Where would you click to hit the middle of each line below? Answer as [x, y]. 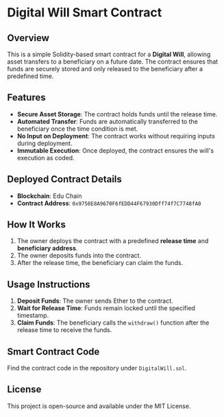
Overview [28, 38]
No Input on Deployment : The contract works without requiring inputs [116, 136]
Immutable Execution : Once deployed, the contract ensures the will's [115, 150]
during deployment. [45, 143]
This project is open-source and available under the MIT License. [99, 406]
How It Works [37, 225]
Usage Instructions [49, 285]
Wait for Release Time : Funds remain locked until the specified [106, 308]
